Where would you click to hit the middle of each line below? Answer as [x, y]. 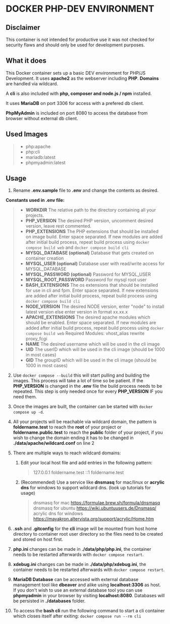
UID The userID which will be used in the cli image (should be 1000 [95, 349]
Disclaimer [23, 28]
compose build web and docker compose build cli [77, 247]
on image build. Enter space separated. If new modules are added [94, 237]
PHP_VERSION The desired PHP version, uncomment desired [89, 221]
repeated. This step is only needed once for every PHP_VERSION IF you [88, 391]
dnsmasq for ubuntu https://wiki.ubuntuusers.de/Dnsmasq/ [95, 508]
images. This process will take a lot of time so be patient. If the [78, 381]
